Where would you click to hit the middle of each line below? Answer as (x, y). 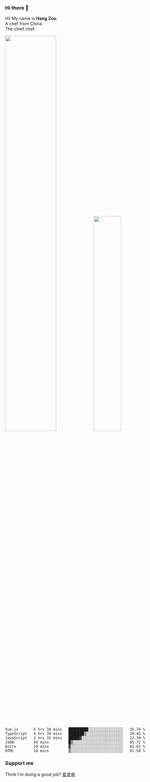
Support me (20, 763)
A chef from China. (24, 24)
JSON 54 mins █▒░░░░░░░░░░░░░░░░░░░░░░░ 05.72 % (75, 742)
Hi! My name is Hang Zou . (31, 19)
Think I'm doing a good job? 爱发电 (40, 775)
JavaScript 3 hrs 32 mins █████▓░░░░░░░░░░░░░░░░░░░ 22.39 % (75, 738)
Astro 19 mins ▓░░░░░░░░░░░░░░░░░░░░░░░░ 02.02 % (75, 746)
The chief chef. (20, 29)
